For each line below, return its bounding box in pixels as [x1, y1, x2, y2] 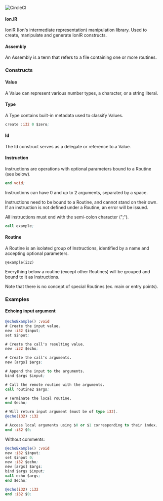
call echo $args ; [5, 473, 41, 479]
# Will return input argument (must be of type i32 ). [5, 409, 119, 415]
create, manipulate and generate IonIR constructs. [5, 32, 107, 38]
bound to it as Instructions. [5, 274, 60, 280]
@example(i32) [5, 260, 35, 265]
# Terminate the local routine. [5, 396, 72, 401]
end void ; [5, 181, 26, 186]
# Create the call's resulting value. [5, 341, 85, 347]
